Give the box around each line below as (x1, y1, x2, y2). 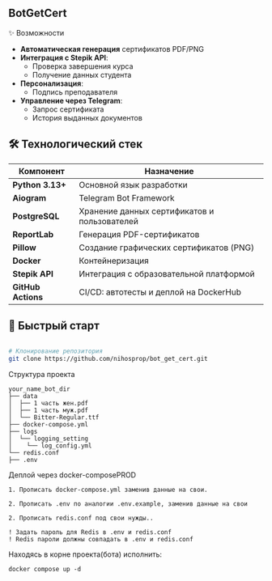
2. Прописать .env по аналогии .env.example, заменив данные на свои (8, 500, 249, 508)
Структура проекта (8, 370, 75, 380)
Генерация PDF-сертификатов (79, 228, 200, 240)
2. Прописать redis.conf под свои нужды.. (8, 514, 154, 523)
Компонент (19, 165, 66, 176)
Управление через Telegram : (19, 95, 123, 105)
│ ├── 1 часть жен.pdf (8, 400, 89, 408)
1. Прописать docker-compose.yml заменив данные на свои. (8, 486, 208, 494)
